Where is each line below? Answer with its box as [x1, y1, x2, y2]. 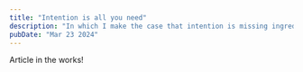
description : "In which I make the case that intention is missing [9, 22, 269, 31]
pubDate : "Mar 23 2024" [9, 30, 99, 39]
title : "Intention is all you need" [9, 13, 147, 22]
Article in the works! [9, 55, 84, 66]
